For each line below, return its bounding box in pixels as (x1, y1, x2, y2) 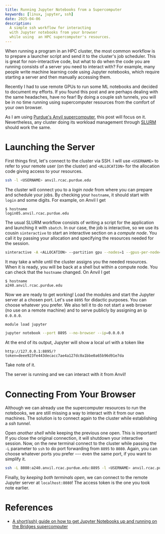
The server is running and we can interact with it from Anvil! (5, 372, 126, 377)
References (5, 502, 53, 513)
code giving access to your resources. (5, 168, 82, 174)
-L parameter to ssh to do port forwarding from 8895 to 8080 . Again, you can (5, 446, 158, 452)
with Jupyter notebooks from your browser (9, 30, 98, 35)
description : (5, 21, 32, 26)
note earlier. (5, 485, 29, 491)
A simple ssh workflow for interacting (9, 26, 91, 30)
